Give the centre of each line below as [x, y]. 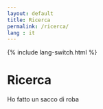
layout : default [30, 13]
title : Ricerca [29, 20]
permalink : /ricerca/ [38, 26]
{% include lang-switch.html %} [52, 52]
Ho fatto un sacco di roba [43, 99]
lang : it [21, 33]
